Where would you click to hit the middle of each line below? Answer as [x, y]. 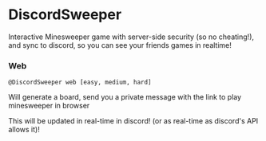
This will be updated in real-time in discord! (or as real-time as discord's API [133, 121]
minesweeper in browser [49, 106]
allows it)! [24, 130]
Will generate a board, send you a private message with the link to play [125, 97]
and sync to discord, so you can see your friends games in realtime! [120, 45]
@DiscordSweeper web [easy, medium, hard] [80, 82]
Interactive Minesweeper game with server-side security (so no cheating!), [131, 37]
